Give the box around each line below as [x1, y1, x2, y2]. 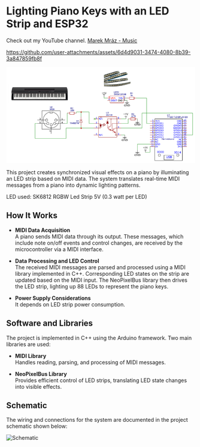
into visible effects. [14, 383, 62, 390]
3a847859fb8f [6, 55, 43, 62]
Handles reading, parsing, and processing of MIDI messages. [14, 359, 166, 366]
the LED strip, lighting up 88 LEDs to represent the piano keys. [14, 282, 169, 290]
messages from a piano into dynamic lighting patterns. [6, 181, 141, 189]
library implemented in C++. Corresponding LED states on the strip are [14, 270, 190, 277]
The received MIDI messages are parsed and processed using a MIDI [14, 263, 186, 271]
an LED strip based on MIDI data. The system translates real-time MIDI [6, 175, 180, 182]
